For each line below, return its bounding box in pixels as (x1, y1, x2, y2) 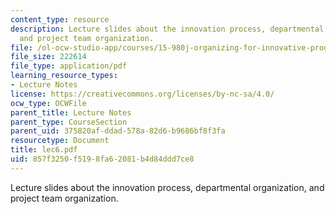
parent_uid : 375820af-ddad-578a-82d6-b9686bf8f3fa (10, 126, 226, 136)
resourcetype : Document (10, 136, 110, 146)
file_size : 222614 (10, 52, 87, 62)
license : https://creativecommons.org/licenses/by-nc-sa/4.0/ (10, 89, 275, 99)
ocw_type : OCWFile (10, 98, 87, 108)
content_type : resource (10, 14, 110, 25)
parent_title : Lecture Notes (10, 107, 132, 118)
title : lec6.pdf (10, 145, 78, 155)
